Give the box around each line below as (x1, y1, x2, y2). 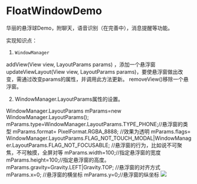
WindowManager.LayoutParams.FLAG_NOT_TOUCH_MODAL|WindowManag (6, 134, 192, 142)
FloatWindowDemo (6, 4, 102, 18)
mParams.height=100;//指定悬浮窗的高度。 (6, 156, 110, 163)
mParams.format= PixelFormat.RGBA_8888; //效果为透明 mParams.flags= (12, 128, 191, 135)
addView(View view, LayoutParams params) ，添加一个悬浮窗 (6, 61, 156, 68)
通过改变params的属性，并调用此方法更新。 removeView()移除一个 (21, 75, 184, 83)
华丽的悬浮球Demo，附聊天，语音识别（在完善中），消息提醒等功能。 (6, 24, 173, 31)
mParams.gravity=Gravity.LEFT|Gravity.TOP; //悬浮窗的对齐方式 (6, 163, 160, 170)
